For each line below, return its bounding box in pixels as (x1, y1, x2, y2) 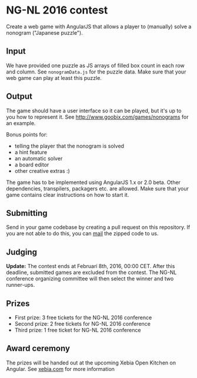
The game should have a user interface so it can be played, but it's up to (6, 107, 182, 114)
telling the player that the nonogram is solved (14, 142, 125, 149)
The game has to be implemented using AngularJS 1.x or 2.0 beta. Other (6, 179, 181, 186)
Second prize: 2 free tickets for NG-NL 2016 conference (14, 320, 151, 327)
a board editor (14, 161, 49, 168)
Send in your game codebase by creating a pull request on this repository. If (6, 224, 191, 231)
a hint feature (14, 148, 48, 156)
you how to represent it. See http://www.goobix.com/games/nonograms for (6, 113, 189, 121)
